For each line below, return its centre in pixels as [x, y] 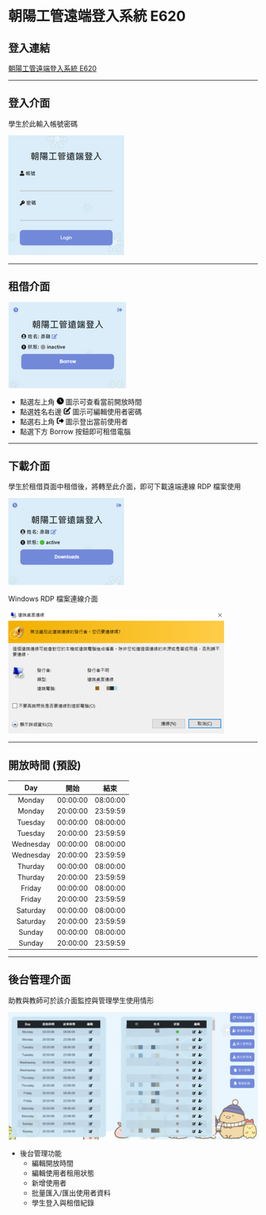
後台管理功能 [40, 1153]
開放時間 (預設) [45, 765]
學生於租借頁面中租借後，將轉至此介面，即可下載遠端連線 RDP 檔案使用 [125, 487]
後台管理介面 [40, 980]
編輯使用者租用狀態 [63, 1173]
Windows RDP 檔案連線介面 [53, 599]
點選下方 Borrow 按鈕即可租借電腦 [75, 431]
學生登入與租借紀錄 [63, 1203]
